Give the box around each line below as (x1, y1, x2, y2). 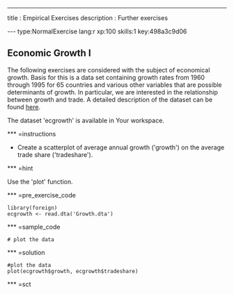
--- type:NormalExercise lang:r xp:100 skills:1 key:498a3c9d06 (7, 27, 187, 35)
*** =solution (7, 248, 45, 256)
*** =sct (7, 279, 31, 288)
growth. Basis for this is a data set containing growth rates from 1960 (7, 73, 205, 81)
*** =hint (7, 164, 33, 172)
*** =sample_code (7, 222, 61, 231)
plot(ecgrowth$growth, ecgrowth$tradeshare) (7, 268, 139, 275)
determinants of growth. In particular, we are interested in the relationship (7, 88, 218, 96)
